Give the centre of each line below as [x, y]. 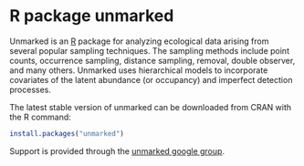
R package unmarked [92, 16]
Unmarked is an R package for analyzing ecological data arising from [139, 41]
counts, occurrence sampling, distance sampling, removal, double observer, [152, 60]
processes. [31, 89]
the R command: [40, 117]
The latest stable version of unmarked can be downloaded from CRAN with [151, 107]
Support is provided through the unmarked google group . [117, 150]
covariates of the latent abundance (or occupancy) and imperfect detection [151, 79]
